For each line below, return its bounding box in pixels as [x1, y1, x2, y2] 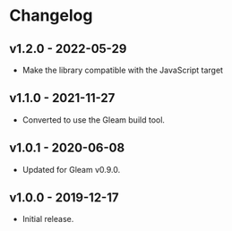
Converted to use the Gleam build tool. [21, 114, 166, 125]
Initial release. [21, 214, 74, 225]
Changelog [9, 5, 93, 26]
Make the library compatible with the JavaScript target [21, 64, 224, 75]
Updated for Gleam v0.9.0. [21, 164, 121, 175]
